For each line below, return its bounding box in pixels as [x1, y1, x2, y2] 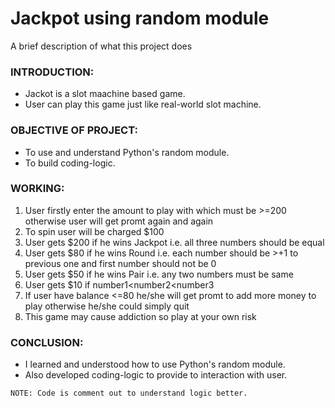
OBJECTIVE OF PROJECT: [10, 123, 138, 137]
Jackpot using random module [10, 7, 270, 30]
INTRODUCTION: [10, 65, 95, 79]
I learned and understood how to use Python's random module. [24, 358, 286, 371]
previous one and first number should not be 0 [24, 257, 217, 269]
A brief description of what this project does [10, 40, 193, 52]
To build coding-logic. [24, 157, 116, 169]
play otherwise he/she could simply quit [24, 300, 190, 312]
